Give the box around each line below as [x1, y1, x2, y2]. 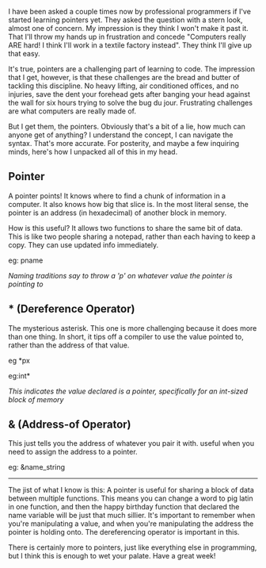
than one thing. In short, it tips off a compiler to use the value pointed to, [8, 332, 244, 341]
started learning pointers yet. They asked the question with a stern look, [8, 15, 243, 25]
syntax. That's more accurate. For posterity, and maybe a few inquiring [8, 139, 240, 148]
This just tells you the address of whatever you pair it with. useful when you [8, 439, 255, 448]
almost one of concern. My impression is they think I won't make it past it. [8, 24, 249, 33]
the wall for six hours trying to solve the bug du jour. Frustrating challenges [8, 98, 253, 107]
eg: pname [8, 255, 44, 265]
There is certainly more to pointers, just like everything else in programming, [8, 543, 257, 552]
